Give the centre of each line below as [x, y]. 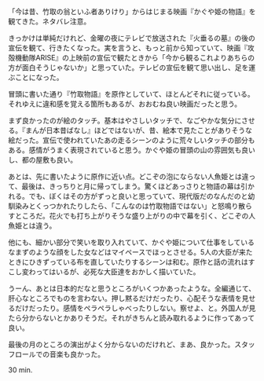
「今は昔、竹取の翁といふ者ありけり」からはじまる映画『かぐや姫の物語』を [132, 11]
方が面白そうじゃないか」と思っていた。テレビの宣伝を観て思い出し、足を [128, 68]
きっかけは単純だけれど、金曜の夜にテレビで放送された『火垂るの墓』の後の [132, 38]
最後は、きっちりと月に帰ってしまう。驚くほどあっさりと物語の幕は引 [135, 186]
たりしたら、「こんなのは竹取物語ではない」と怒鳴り [154, 206]
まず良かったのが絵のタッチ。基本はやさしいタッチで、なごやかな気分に [125, 121]
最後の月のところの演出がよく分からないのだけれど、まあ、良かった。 [121, 344]
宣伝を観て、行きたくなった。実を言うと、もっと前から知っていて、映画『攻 [131, 48]
